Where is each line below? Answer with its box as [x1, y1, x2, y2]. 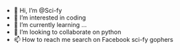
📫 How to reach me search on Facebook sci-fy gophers [13, 36, 174, 43]
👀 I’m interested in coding [13, 14, 87, 22]
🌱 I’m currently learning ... [13, 21, 87, 28]
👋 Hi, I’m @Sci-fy [13, 7, 63, 14]
